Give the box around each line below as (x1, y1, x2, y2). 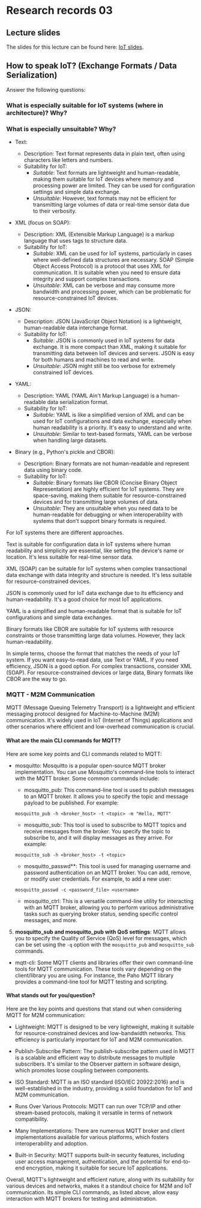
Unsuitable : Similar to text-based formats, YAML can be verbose (32, 430, 192, 438)
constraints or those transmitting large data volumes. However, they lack (6, 632, 185, 639)
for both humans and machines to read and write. (32, 356, 155, 363)
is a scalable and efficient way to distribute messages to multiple (14, 1054, 175, 1061)
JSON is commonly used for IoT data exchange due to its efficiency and (6, 590, 184, 597)
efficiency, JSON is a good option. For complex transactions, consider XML (6, 663, 192, 670)
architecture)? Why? (6, 109, 68, 117)
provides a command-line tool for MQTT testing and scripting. (14, 978, 168, 985)
